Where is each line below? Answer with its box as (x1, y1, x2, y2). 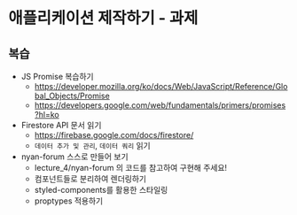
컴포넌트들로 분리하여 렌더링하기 (34, 173, 147, 184)
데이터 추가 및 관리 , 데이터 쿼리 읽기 (34, 141, 152, 150)
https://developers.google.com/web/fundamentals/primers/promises (34, 100, 286, 111)
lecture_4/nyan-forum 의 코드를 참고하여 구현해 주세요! (34, 163, 228, 173)
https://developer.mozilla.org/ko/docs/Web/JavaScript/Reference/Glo (34, 81, 288, 91)
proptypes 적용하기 (34, 196, 104, 206)
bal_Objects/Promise (34, 90, 110, 101)
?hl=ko (34, 110, 59, 119)
